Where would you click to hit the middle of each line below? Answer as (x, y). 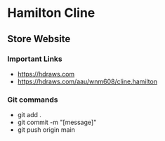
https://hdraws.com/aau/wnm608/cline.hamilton (87, 81)
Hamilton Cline (51, 13)
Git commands (33, 100)
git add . (29, 115)
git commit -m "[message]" (57, 122)
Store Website (39, 39)
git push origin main (46, 130)
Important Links (35, 59)
